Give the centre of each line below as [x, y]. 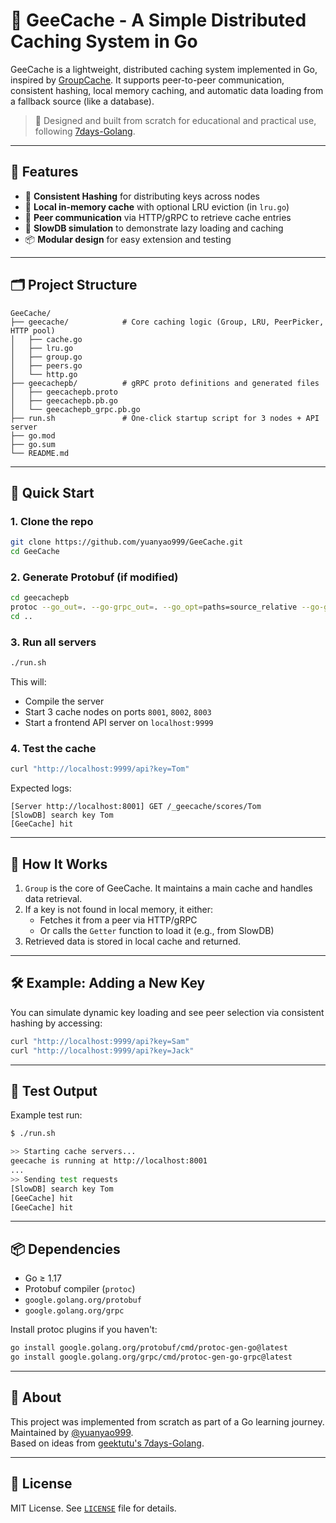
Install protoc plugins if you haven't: [84, 1330]
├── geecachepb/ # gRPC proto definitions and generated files [165, 383]
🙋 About [36, 1397]
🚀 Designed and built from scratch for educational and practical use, [175, 120]
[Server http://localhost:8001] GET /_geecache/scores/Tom [136, 807]
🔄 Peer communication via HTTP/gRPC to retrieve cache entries [158, 217]
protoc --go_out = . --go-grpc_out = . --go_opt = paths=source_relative [154, 607]
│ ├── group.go [46, 357]
